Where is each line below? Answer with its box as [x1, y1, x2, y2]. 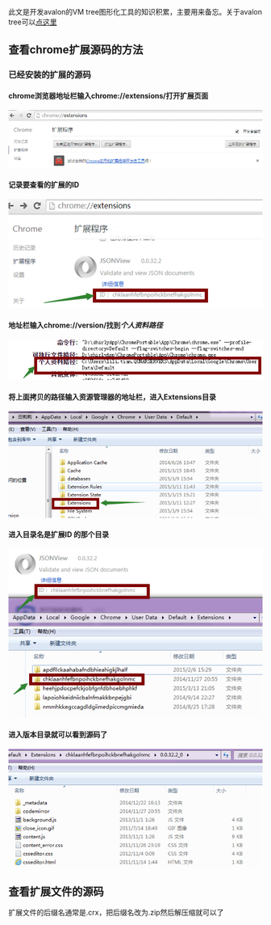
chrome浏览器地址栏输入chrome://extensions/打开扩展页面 [8, 91, 209, 100]
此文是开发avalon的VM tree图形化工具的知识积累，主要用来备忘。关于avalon [8, 7, 262, 16]
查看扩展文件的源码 [8, 885, 104, 898]
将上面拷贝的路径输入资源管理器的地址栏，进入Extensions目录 [8, 392, 216, 402]
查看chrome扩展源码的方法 [8, 43, 144, 57]
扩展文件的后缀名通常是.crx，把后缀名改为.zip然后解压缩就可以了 [8, 908, 224, 918]
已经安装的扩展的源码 [8, 70, 91, 81]
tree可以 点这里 [8, 17, 57, 27]
